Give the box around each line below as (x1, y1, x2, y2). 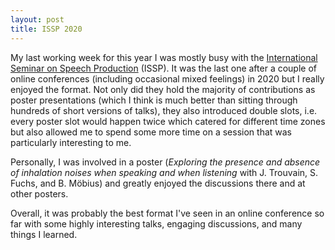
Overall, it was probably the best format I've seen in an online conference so (10, 207, 325, 219)
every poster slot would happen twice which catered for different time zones (10, 115, 326, 127)
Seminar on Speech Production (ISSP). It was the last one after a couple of (10, 62, 317, 74)
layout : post (10, 14, 65, 25)
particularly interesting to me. (10, 136, 132, 148)
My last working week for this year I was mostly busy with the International (10, 51, 318, 63)
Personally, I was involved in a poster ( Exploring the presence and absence (10, 156, 321, 168)
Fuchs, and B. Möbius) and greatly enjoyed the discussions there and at (10, 177, 306, 189)
